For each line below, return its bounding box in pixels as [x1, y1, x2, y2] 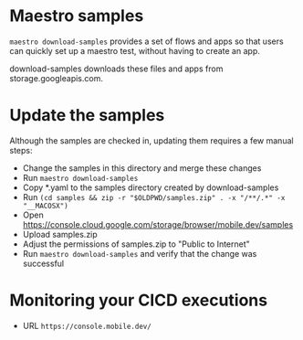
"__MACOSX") [22, 201, 68, 210]
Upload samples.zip [22, 228, 98, 239]
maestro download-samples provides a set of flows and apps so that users [9, 36, 285, 47]
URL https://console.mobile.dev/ [22, 320, 152, 331]
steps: [9, 144, 33, 155]
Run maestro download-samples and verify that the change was [22, 248, 257, 259]
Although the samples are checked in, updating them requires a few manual [9, 134, 294, 146]
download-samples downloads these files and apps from [9, 63, 224, 74]
